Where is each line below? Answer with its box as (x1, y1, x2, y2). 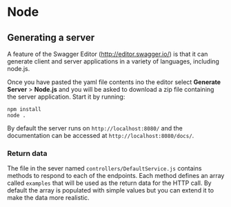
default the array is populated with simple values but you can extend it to (7, 186, 214, 195)
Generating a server (7, 32, 95, 43)
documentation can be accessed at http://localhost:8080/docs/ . (7, 132, 194, 139)
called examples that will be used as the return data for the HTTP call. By (7, 179, 212, 187)
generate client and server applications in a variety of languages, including (7, 57, 219, 66)
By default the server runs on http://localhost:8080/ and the (7, 124, 183, 132)
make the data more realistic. (7, 194, 90, 202)
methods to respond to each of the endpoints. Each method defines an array (7, 172, 225, 180)
